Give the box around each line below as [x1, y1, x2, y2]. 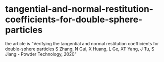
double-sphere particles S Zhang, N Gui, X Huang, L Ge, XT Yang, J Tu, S [5, 46, 155, 52]
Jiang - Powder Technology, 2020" [5, 51, 77, 57]
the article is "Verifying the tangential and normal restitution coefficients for [5, 40, 160, 46]
